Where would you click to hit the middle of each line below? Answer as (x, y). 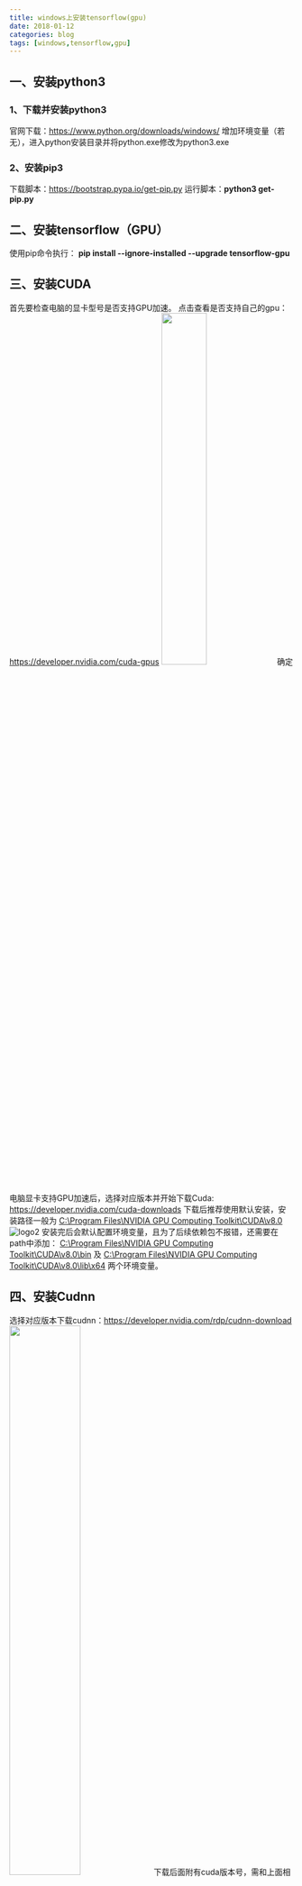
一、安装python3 (58, 82)
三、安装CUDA (50, 284)
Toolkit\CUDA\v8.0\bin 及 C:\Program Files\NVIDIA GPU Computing (133, 1254)
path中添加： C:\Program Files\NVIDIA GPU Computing (111, 1243)
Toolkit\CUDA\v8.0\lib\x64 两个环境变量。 (87, 1265)
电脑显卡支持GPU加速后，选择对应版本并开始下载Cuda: (112, 1198)
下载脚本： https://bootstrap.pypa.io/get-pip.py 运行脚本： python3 (133, 189)
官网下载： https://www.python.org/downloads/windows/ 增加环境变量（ (143, 131)
